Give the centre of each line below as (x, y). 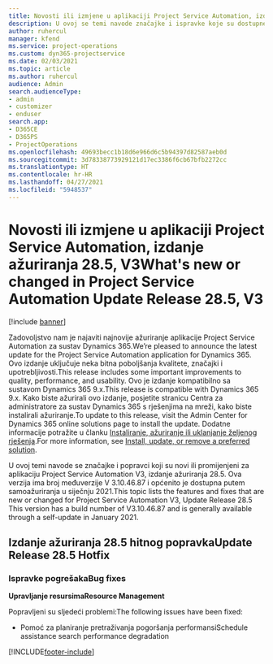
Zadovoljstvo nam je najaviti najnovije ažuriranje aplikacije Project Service (132, 337)
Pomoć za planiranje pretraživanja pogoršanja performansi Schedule (134, 627)
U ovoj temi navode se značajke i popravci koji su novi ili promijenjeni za (129, 465)
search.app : (28, 122)
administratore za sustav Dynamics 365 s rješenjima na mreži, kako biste (130, 406)
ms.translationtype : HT (49, 167)
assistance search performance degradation (94, 636)
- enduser (25, 115)
